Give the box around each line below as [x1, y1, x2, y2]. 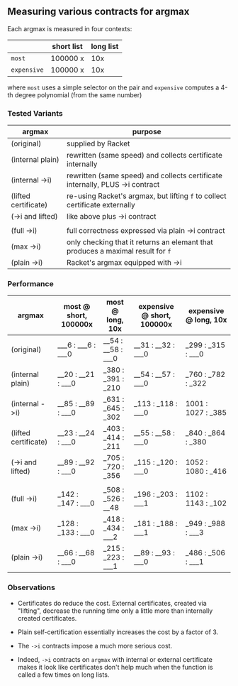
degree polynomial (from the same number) [14, 90, 142, 99]
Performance [7, 279, 55, 289]
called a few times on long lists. [17, 670, 110, 679]
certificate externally [66, 200, 136, 210]
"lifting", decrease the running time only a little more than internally [17, 606, 213, 615]
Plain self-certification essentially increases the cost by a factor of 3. [17, 628, 219, 636]
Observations [7, 582, 55, 592]
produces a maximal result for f [66, 246, 171, 256]
